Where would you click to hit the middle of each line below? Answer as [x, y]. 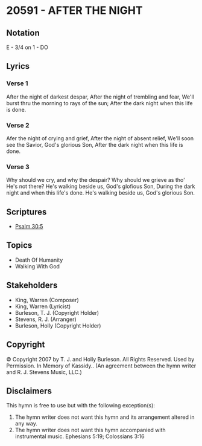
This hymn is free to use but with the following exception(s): [81, 406]
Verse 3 [18, 167]
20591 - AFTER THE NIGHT [74, 11]
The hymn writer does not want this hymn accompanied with [90, 430]
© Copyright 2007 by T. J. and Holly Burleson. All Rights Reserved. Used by [100, 359]
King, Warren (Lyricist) [43, 306]
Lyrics [18, 66]
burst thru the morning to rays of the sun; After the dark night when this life [99, 103]
